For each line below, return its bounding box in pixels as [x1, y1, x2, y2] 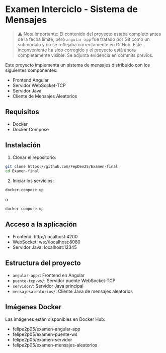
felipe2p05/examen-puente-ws [12, 331, 78, 337]
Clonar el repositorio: [12, 154, 56, 160]
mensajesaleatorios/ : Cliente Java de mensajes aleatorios [12, 288, 133, 294]
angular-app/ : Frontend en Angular [12, 272, 85, 278]
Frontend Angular [12, 77, 49, 83]
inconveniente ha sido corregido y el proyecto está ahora [17, 47, 136, 53]
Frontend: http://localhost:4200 [12, 233, 78, 239]
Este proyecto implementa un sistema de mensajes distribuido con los [5, 62, 150, 68]
